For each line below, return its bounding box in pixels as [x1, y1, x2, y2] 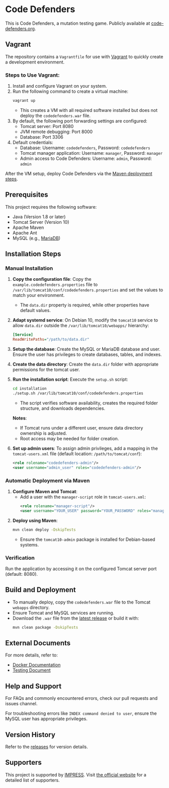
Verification [5, 554, 35, 561]
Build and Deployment [5, 586, 76, 594]
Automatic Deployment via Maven [5, 477, 90, 484]
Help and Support [5, 682, 62, 690]
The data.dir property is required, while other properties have [20, 302, 149, 308]
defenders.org [5, 25, 35, 31]
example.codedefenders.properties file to [12, 281, 98, 288]
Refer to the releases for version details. [5, 744, 88, 750]
